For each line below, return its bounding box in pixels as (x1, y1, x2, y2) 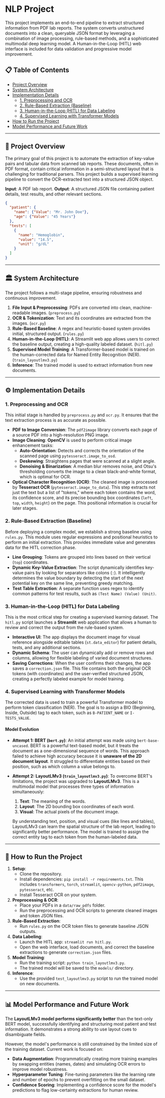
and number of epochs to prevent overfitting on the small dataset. (12, 1077, 146, 1083)
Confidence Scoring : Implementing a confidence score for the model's (12, 1082, 157, 1088)
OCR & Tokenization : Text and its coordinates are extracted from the (12, 315, 151, 321)
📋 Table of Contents (5, 66, 70, 74)
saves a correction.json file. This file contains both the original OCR (12, 665, 151, 671)
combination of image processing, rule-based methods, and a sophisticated (5, 35, 159, 41)
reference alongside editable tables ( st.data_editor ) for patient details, (12, 639, 157, 645)
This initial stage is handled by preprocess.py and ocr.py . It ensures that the (5, 412, 159, 418)
